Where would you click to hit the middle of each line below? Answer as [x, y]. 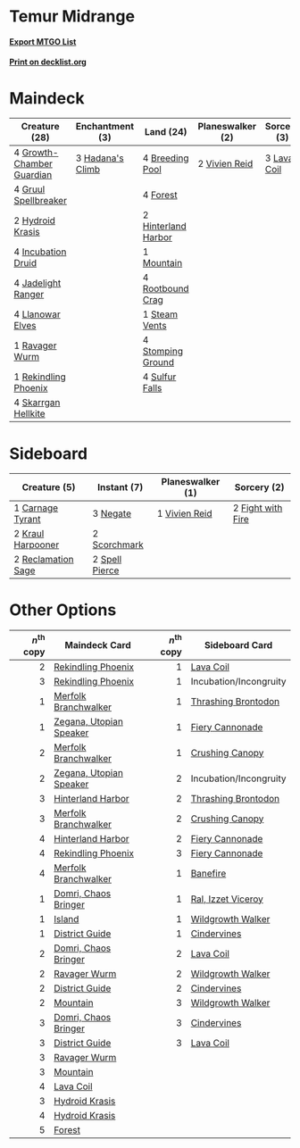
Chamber [33, 164]
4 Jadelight [37, 283]
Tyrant [28, 520]
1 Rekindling [40, 377]
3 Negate [112, 513]
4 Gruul [29, 189]
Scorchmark [118, 545]
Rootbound [166, 289]
